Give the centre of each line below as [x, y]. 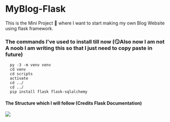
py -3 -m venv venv [31, 65]
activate [19, 79]
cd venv [18, 69]
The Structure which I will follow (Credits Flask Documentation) [74, 103]
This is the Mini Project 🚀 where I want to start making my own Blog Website [85, 23]
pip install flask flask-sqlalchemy [49, 92]
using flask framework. [29, 28]
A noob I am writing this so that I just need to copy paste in [79, 48]
